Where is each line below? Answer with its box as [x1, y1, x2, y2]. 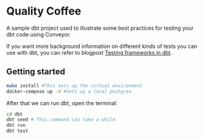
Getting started [6, 67, 66, 77]
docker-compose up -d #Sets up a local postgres [6, 88, 132, 95]
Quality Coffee [6, 4, 81, 18]
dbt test [6, 128, 29, 134]
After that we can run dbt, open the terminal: [6, 99, 117, 107]
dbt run [6, 123, 26, 129]
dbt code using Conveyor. [6, 30, 71, 38]
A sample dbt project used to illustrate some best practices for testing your [6, 24, 194, 32]
